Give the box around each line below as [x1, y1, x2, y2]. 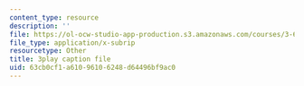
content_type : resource [9, 13, 100, 22]
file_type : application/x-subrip [9, 38, 136, 47]
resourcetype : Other [9, 47, 88, 56]
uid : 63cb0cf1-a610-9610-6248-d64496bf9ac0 [9, 64, 176, 73]
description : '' [9, 21, 71, 30]
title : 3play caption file [9, 55, 111, 64]
